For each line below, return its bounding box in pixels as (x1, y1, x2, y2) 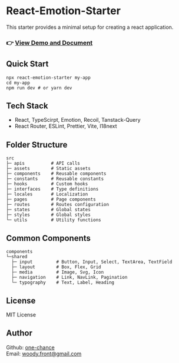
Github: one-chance (6, 344, 55, 351)
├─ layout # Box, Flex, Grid (11, 264, 101, 270)
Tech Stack (6, 101, 48, 111)
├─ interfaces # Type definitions (6, 187, 99, 192)
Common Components (6, 233, 91, 243)
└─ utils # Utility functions (6, 217, 101, 223)
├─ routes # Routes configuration (6, 202, 110, 208)
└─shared (6, 254, 28, 260)
